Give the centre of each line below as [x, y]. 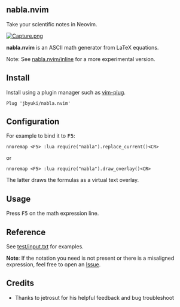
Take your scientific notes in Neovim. [52, 24]
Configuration [33, 122]
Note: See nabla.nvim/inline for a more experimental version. [81, 59]
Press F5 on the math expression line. [53, 213]
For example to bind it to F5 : [41, 136]
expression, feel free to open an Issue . [54, 265]
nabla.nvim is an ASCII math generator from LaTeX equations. [83, 47]
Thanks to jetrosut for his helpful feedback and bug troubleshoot [94, 297]
